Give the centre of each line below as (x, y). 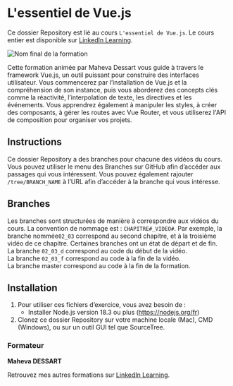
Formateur (26, 346)
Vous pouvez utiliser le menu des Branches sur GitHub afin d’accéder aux (114, 167)
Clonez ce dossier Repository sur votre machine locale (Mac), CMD (115, 320)
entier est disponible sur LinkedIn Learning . (70, 40)
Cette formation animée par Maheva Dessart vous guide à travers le (106, 67)
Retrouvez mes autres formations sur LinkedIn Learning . (89, 375)
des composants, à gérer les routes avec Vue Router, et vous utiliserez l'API (117, 112)
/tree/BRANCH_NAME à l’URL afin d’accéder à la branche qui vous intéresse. (114, 181)
